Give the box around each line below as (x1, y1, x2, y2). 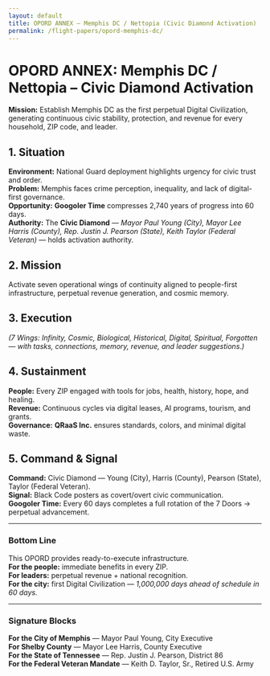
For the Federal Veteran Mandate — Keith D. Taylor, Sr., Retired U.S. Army (8, 658, 255, 668)
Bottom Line (8, 535, 56, 547)
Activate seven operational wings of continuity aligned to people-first (8, 279, 238, 289)
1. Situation (8, 145, 66, 159)
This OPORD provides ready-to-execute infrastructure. (8, 553, 190, 563)
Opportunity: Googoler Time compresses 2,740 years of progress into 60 (8, 201, 255, 211)
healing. (8, 395, 35, 404)
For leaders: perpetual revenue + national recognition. (8, 570, 189, 580)
